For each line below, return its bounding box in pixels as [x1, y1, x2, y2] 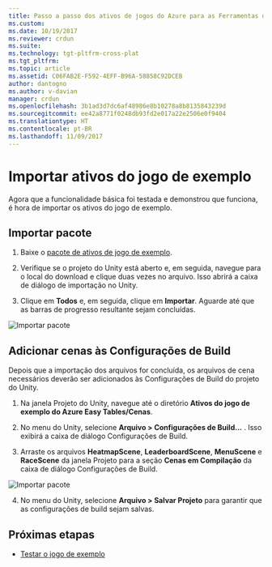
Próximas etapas [8, 527, 95, 541]
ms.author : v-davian [8, 87, 79, 96]
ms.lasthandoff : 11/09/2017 [8, 132, 104, 140]
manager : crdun [8, 95, 60, 103]
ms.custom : [8, 19, 45, 28]
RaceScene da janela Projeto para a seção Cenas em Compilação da [19, 455, 253, 466]
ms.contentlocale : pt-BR [8, 125, 92, 133]
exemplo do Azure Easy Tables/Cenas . [19, 407, 153, 417]
